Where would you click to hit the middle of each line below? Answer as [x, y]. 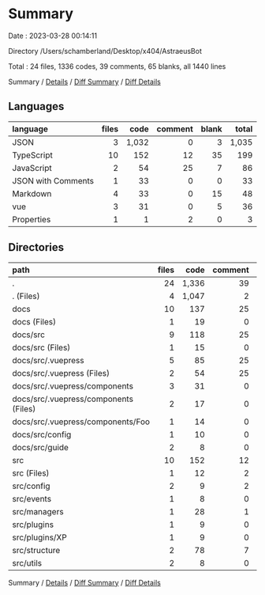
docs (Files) [34, 321]
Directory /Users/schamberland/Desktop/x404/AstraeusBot [105, 51]
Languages [36, 106]
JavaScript [32, 168]
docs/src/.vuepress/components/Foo [81, 422]
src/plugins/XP [39, 537]
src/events [32, 498]
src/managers [38, 511]
